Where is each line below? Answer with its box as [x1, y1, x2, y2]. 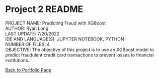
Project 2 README [5, 3, 84, 15]
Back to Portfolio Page [5, 66, 52, 73]
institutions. [5, 57, 29, 63]
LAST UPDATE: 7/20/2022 [5, 30, 60, 36]
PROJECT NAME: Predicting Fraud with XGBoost [5, 20, 106, 26]
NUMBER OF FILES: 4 [5, 41, 50, 47]
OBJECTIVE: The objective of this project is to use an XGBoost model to [5, 46, 154, 52]
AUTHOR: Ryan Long [5, 25, 49, 31]
